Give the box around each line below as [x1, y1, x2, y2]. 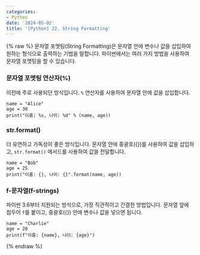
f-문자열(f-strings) [6, 186, 60, 195]
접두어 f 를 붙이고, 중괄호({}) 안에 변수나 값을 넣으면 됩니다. [6, 209, 143, 216]
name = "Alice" [6, 101, 44, 107]
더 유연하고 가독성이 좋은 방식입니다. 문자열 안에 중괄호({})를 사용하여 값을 [6, 140, 179, 147]
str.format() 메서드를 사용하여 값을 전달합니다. [14, 148, 126, 155]
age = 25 [6, 165, 28, 171]
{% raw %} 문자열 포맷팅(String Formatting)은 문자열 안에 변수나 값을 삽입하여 [6, 42, 191, 50]
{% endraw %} [6, 243, 43, 250]
